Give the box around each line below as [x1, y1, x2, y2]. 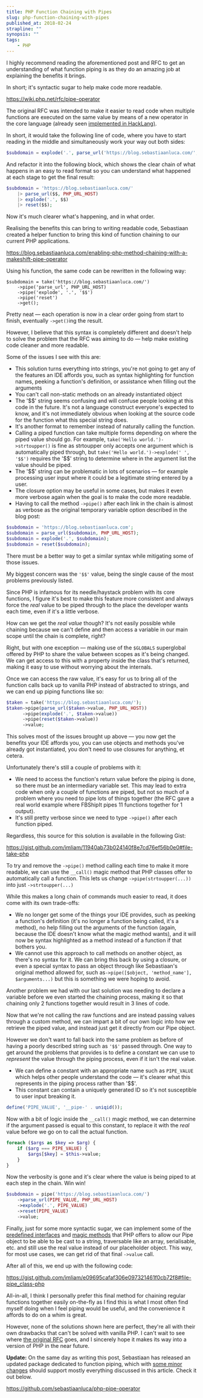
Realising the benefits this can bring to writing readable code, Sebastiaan [6, 225, 188, 232]
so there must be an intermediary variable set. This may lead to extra [14, 782, 187, 789]
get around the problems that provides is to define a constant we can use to [6, 1049, 195, 1056]
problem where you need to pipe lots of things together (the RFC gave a [14, 795, 195, 802]
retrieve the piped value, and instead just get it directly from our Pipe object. [6, 1025, 196, 1032]
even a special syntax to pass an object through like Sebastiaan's [14, 962, 178, 970]
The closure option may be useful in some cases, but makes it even [14, 487, 183, 494]
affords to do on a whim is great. [6, 1311, 88, 1318]
